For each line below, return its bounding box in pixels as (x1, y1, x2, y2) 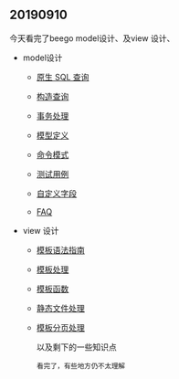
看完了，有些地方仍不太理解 (36, 361, 126, 371)
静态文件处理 (36, 302, 85, 313)
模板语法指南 (36, 244, 85, 255)
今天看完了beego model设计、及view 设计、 (9, 32, 175, 44)
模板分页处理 (36, 321, 85, 332)
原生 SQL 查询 (36, 71, 89, 82)
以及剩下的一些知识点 (36, 342, 117, 353)
